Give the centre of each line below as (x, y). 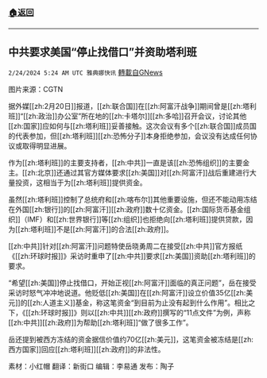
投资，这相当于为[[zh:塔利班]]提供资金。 (81, 183)
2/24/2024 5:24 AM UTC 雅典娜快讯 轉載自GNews (85, 72)
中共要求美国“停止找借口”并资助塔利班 (103, 52)
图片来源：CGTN (36, 90)
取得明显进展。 (46, 146)
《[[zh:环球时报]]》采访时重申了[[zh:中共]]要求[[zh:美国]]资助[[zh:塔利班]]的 (132, 256)
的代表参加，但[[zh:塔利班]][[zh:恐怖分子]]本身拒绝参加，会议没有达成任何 (129, 136)
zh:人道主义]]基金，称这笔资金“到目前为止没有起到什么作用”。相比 (140, 303)
